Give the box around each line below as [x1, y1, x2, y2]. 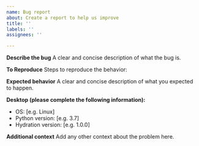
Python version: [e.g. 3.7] [15, 115, 80, 122]
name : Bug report [6, 9, 51, 15]
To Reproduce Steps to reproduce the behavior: [6, 66, 127, 74]
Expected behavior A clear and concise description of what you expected [6, 78, 193, 85]
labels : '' [6, 26, 34, 33]
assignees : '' [6, 32, 43, 38]
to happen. [6, 84, 34, 92]
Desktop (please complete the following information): [6, 96, 146, 104]
